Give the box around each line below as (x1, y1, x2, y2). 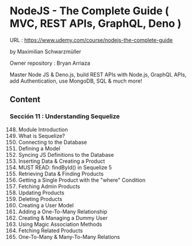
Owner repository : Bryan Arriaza (9, 59, 91, 67)
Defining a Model (18, 144, 61, 152)
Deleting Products (18, 195, 63, 203)
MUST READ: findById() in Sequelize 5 (18, 163, 112, 171)
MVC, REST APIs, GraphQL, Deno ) (9, 17, 182, 30)
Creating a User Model (18, 201, 74, 209)
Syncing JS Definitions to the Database (18, 151, 114, 158)
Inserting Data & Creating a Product (18, 157, 105, 165)
